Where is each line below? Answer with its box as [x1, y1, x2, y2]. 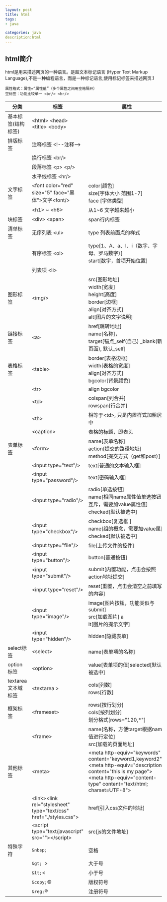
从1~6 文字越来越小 [88, 206, 135, 213]
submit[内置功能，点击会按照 [88, 566, 156, 573]
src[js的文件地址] [88, 828, 129, 835]
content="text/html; [102, 780, 148, 787]
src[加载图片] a [88, 613, 124, 620]
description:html [5, 35, 41, 40]
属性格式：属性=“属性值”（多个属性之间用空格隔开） [5, 86, 97, 91]
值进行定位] [88, 733, 116, 740]
